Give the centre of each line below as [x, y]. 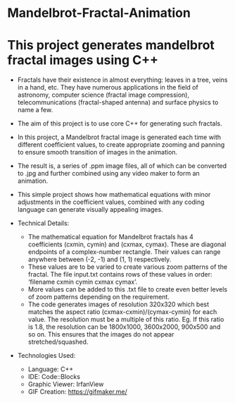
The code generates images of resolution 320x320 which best [119, 304]
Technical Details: [43, 223]
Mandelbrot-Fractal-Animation [99, 13]
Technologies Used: [46, 356]
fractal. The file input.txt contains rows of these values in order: [120, 275]
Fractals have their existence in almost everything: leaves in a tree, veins [122, 80]
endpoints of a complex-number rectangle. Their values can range [124, 252]
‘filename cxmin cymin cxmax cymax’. [83, 282]
